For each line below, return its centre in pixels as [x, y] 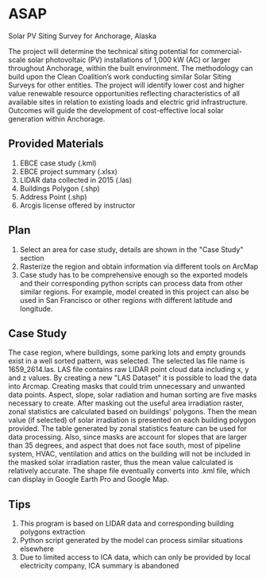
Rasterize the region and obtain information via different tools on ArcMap [139, 266]
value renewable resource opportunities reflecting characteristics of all [124, 93]
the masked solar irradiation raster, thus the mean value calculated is [121, 463]
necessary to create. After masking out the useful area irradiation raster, [126, 403]
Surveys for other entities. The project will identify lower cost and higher [126, 85]
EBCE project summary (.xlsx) [68, 171]
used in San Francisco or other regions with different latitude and [126, 300]
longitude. [36, 308]
